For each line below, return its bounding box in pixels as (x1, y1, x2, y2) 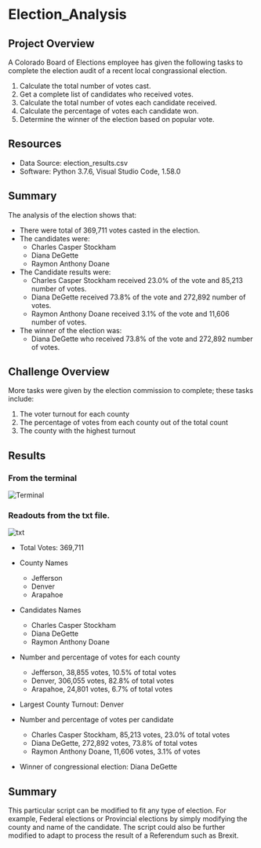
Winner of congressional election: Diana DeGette (19, 762, 178, 772)
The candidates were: (19, 233, 90, 243)
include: (8, 395, 34, 404)
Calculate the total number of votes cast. (19, 81, 151, 90)
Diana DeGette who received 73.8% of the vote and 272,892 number (31, 334, 253, 343)
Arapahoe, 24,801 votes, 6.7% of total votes (31, 685, 173, 694)
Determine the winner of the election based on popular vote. (19, 115, 215, 123)
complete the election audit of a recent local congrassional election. (8, 66, 227, 75)
